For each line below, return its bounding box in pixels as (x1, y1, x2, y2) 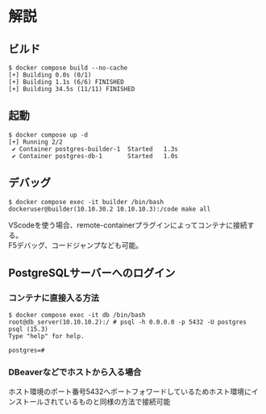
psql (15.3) (8, 325, 48, 333)
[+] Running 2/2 (8, 138, 63, 146)
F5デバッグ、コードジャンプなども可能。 (8, 240, 143, 250)
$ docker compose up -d (8, 131, 89, 139)
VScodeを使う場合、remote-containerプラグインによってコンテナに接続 (8, 220, 247, 230)
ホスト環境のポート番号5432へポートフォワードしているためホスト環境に (8, 387, 252, 396)
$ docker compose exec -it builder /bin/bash (8, 198, 164, 206)
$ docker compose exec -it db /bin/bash (8, 312, 147, 320)
